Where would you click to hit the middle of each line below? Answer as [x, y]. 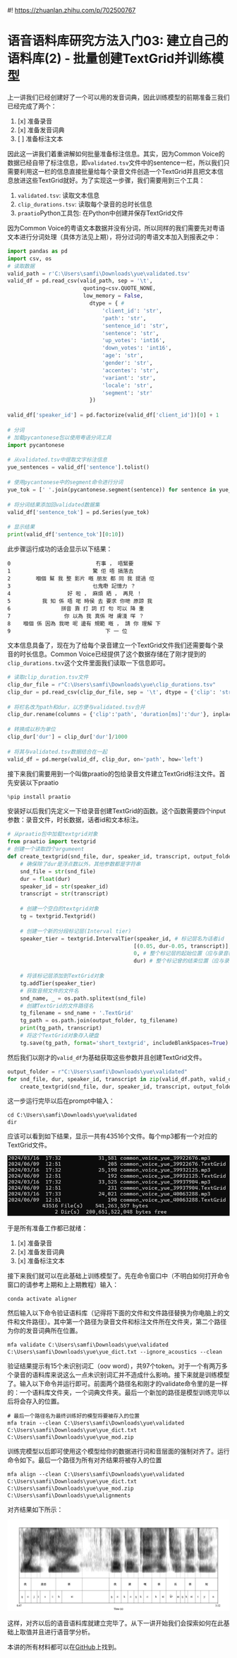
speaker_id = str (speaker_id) [65, 887]
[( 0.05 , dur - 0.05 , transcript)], [183, 946]
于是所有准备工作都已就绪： [48, 1228]
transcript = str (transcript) [65, 894]
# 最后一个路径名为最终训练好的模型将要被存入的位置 [73, 1416]
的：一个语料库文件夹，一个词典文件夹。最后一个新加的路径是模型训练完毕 [115, 1393]
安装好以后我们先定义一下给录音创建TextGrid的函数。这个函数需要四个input [117, 811]
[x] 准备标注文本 [41, 1261]
